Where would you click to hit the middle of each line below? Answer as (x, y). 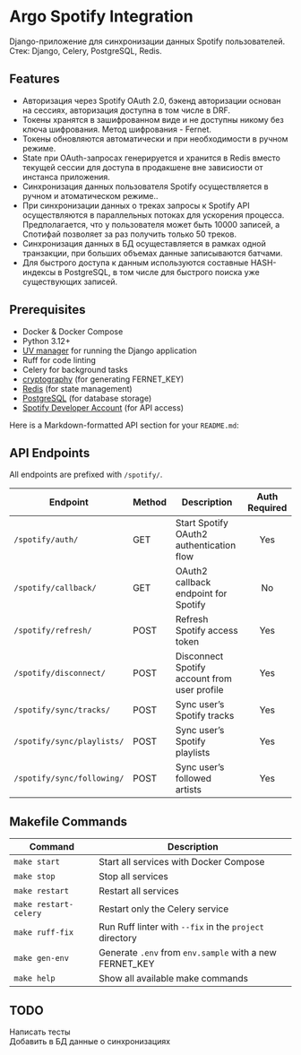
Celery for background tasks (75, 369)
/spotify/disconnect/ (60, 673)
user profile (199, 690)
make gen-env (42, 958)
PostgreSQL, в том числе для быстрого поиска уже (162, 272)
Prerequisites (47, 310)
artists (188, 790)
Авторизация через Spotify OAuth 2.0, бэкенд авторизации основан (151, 100)
